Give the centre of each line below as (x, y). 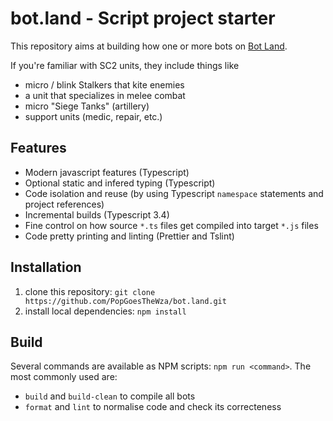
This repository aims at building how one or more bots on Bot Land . (149, 46)
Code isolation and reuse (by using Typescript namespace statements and (174, 193)
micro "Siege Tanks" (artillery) (87, 106)
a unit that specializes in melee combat (105, 95)
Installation (46, 267)
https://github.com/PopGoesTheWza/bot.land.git (125, 301)
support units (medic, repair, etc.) (93, 116)
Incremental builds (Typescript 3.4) (97, 214)
